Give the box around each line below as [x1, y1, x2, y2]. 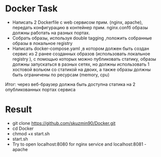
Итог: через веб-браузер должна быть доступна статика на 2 [5, 81, 136, 87]
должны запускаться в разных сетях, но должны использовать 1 [12, 61, 150, 67]
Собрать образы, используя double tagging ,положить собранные [12, 35, 152, 41]
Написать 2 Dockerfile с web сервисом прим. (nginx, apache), [12, 19, 143, 25]
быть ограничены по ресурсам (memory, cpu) [12, 72, 110, 78]
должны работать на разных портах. [12, 30, 90, 36]
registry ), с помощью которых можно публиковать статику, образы [12, 56, 157, 62]
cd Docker [12, 125, 34, 131]
